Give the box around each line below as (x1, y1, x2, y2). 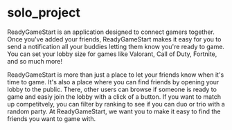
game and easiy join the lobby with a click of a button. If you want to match (7, 92, 222, 101)
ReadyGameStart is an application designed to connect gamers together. (7, 28, 215, 36)
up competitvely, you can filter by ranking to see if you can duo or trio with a (7, 100, 225, 108)
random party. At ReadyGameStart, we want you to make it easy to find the (7, 107, 221, 115)
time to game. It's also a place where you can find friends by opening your (7, 77, 220, 86)
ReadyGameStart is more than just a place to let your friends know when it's (7, 71, 224, 79)
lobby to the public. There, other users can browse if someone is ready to (7, 85, 217, 93)
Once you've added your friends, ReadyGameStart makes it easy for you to (7, 35, 222, 43)
